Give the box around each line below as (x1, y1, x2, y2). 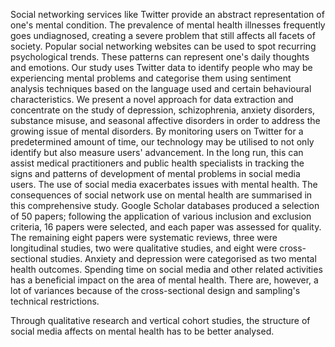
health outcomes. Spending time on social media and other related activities (10, 264, 323, 275)
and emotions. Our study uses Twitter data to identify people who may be (10, 62, 313, 73)
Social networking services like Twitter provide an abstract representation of (10, 9, 325, 20)
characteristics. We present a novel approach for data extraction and (10, 94, 294, 105)
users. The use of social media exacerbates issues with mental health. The (10, 179, 318, 190)
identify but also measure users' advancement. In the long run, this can (10, 147, 304, 158)
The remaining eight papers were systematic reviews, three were (10, 232, 278, 243)
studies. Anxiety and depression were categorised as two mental (49, 253, 317, 264)
